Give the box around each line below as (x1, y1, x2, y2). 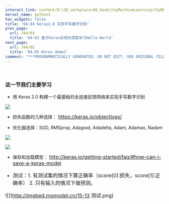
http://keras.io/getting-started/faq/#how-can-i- (49, 153, 161, 160)
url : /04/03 (10, 31, 35, 36)
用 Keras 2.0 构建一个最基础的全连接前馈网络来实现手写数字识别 (12, 93, 145, 99)
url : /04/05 (10, 45, 35, 50)
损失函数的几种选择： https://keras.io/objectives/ (12, 113, 122, 120)
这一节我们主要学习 (5, 81, 52, 88)
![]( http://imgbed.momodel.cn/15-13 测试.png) (5, 192, 114, 199)
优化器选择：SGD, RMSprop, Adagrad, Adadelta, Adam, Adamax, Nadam (12, 124, 163, 131)
